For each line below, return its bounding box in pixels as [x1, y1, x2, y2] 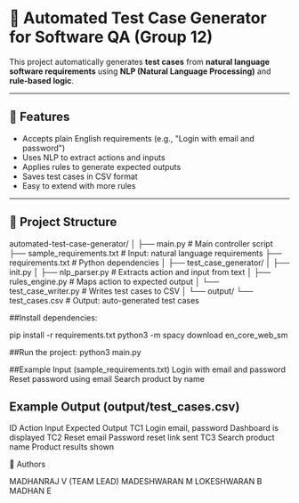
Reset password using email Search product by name [9, 373, 205, 384]
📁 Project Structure [9, 215, 117, 230]
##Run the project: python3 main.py [9, 346, 141, 357]
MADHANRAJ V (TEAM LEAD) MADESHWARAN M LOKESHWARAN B [9, 476, 263, 487]
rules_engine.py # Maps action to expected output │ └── [9, 276, 220, 287]
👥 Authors [9, 458, 46, 470]
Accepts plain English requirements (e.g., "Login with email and [21, 133, 255, 143]
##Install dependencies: [9, 312, 98, 323]
